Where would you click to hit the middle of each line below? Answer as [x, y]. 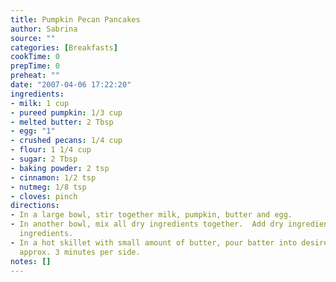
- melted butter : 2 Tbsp [62, 122]
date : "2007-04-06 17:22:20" [71, 85]
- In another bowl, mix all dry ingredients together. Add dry [147, 224]
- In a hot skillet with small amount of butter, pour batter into [154, 242]
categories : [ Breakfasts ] [64, 47]
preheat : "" [35, 76]
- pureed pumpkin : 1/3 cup [66, 112]
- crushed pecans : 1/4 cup [66, 141]
